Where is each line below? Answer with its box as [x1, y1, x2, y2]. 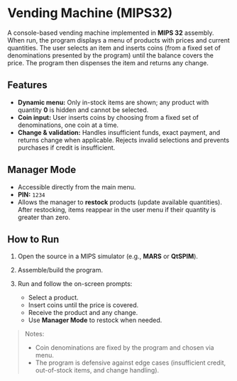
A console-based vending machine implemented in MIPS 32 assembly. [7, 28, 214, 37]
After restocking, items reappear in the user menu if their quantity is [17, 205, 216, 214]
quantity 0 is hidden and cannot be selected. [17, 105, 149, 114]
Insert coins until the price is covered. [28, 301, 139, 309]
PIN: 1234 [17, 190, 45, 199]
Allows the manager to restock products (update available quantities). [17, 197, 222, 206]
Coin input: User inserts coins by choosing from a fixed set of [17, 113, 199, 121]
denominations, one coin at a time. [17, 121, 119, 129]
